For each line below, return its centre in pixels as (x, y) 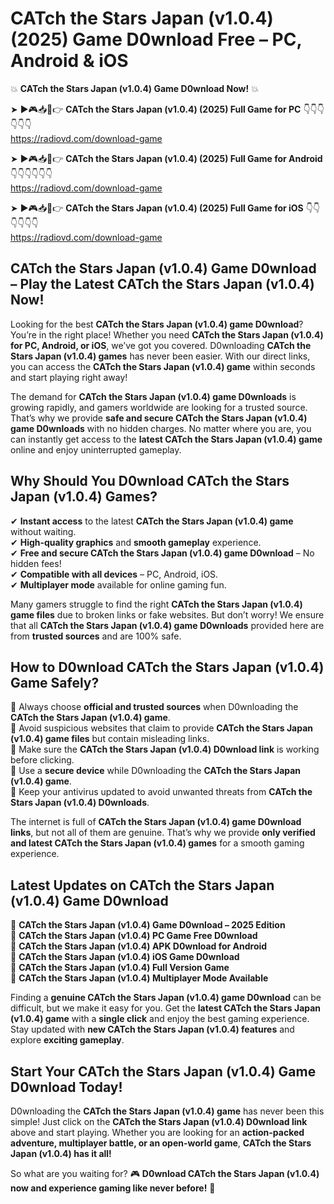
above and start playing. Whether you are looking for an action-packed (157, 1132)
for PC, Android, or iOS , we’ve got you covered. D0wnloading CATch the (161, 345)
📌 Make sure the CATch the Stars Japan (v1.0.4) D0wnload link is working (165, 749)
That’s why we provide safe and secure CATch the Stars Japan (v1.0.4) (159, 418)
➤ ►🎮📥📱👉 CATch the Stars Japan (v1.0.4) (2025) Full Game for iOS (157, 208)
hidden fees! (36, 563)
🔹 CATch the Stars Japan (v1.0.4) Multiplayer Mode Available (139, 978)
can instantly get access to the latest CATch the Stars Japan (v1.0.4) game (166, 439)
